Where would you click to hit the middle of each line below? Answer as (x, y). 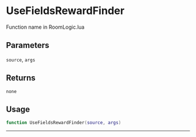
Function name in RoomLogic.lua (45, 27)
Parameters (28, 45)
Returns (21, 78)
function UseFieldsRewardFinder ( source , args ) (64, 123)
